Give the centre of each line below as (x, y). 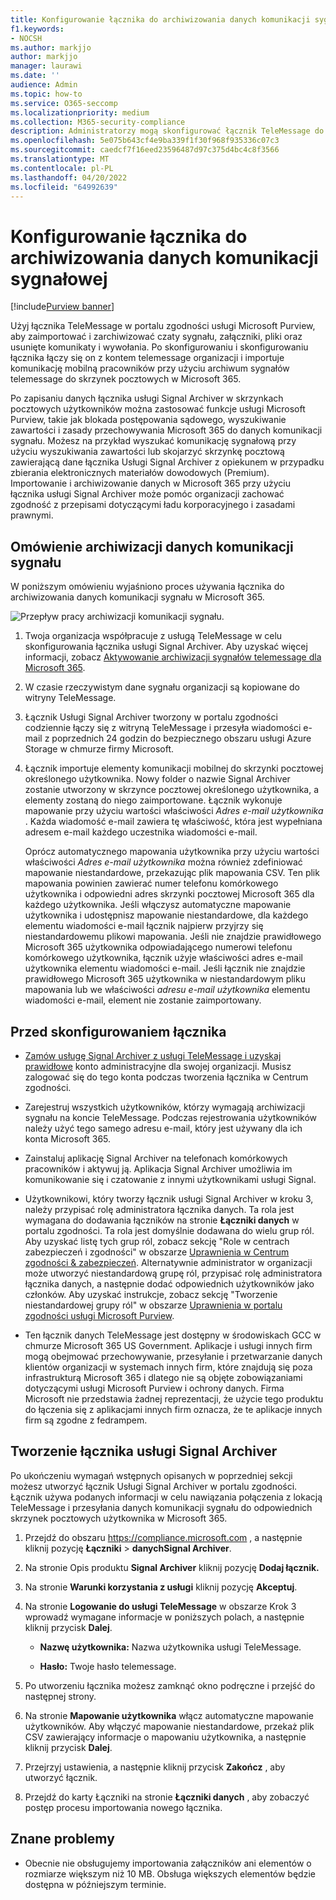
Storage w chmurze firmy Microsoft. (99, 749)
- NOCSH (26, 38)
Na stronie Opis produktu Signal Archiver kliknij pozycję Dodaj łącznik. (172, 1567)
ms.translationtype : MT (60, 159)
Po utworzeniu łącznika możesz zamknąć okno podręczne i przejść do (170, 1685)
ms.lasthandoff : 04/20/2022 (69, 177)
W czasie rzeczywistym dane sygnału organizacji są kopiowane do (162, 687)
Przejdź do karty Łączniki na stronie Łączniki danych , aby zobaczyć (167, 1797)
